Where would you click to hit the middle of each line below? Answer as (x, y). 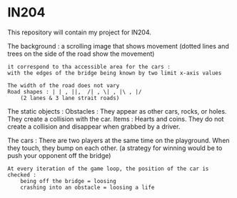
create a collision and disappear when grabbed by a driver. (94, 127)
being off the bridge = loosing (68, 181)
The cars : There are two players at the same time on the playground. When (118, 140)
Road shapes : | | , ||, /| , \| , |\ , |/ (75, 91)
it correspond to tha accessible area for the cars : (89, 66)
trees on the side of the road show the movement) (81, 54)
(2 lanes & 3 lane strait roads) (70, 98)
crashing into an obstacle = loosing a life (87, 187)
